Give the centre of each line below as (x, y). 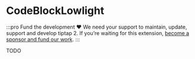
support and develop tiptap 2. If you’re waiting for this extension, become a (98, 33)
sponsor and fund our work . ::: (43, 39)
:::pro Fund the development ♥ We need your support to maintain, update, (97, 27)
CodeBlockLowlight (55, 11)
